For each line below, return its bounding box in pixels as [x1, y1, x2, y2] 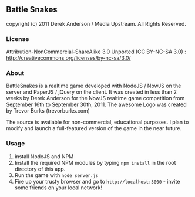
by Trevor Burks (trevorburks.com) [6, 107, 90, 114]
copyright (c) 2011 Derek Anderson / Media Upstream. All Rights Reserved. [6, 20, 187, 27]
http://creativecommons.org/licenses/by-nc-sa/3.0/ [6, 55, 131, 62]
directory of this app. [14, 165, 66, 172]
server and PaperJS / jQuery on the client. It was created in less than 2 [6, 89, 177, 96]
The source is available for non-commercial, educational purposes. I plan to [6, 118, 189, 125]
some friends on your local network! [14, 184, 103, 191]
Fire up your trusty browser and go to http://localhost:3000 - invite [14, 178, 180, 185]
